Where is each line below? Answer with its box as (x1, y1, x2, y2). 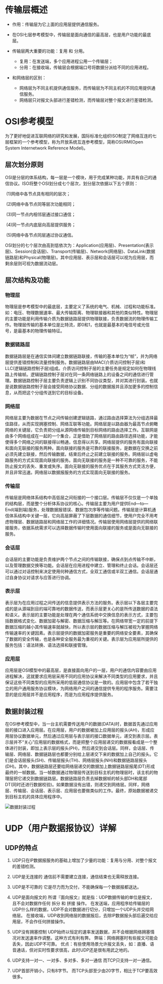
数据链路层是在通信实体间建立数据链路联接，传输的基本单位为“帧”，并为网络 (5, 353, 158, 359)
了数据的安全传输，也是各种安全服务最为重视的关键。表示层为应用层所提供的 (5, 636, 158, 642)
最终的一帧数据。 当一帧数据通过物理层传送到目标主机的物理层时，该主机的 (5, 769, 154, 775)
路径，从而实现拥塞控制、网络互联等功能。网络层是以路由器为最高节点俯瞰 (9, 420, 158, 427)
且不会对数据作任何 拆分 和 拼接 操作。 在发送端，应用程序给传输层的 (12, 900, 150, 906)
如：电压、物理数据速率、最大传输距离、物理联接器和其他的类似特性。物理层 (5, 310, 158, 316)
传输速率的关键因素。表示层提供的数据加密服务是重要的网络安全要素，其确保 (5, 630, 158, 636)
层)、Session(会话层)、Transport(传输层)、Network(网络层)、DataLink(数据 (5, 248, 155, 254)
